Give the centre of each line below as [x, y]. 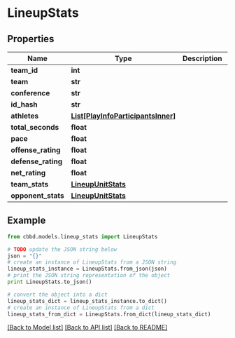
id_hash [24, 104]
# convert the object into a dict [58, 295]
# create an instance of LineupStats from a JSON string [92, 262]
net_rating [28, 173]
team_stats [30, 184]
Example [27, 221]
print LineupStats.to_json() [50, 282]
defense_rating [37, 161]
